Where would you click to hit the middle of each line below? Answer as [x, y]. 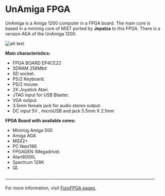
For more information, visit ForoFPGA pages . [51, 188]
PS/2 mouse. [25, 84]
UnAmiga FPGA [38, 9]
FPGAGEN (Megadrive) [36, 151]
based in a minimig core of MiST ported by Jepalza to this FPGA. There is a [83, 28]
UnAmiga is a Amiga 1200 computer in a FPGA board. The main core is [78, 23]
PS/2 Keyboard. [28, 79]
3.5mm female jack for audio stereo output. [57, 105]
